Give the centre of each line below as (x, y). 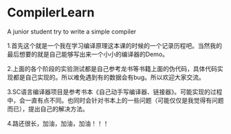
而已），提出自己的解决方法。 (48, 109)
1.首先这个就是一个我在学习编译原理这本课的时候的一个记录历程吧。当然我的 (114, 45)
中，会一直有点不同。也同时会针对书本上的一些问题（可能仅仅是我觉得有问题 (115, 100)
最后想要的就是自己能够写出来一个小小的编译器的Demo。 (88, 54)
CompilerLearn (51, 13)
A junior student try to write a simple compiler (72, 31)
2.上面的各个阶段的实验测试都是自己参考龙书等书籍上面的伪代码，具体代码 (112, 68)
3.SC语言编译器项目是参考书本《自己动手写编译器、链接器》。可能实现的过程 (115, 92)
